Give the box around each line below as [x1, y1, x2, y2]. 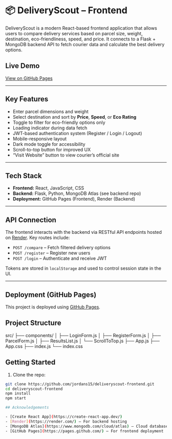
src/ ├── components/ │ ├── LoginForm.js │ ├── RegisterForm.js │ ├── [5, 332, 161, 338]
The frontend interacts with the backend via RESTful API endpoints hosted [5, 229, 162, 235]
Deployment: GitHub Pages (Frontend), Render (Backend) [12, 196, 136, 202]
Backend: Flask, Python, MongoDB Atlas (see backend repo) [12, 190, 141, 196]
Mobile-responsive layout [12, 136, 67, 142]
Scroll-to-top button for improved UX [12, 146, 91, 152]
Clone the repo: [12, 371, 46, 378]
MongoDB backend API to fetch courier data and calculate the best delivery [5, 41, 165, 47]
